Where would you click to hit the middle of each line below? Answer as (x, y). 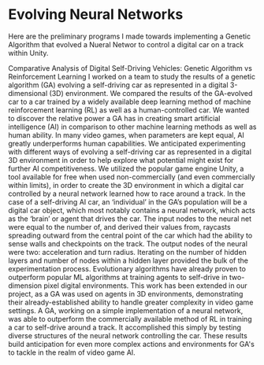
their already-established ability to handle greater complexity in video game (131, 302)
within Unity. (28, 53)
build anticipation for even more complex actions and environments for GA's (131, 344)
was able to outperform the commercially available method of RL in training (130, 319)
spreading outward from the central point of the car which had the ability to (130, 235)
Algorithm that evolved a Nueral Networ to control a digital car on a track (126, 44)
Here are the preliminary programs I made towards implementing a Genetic (129, 36)
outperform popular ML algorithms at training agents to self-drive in (118, 277)
